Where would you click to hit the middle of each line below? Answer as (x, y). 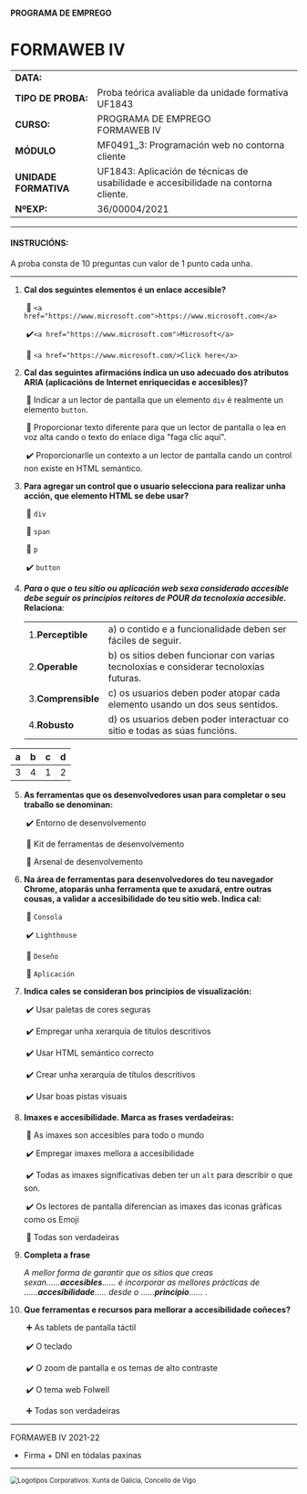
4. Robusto (51, 724)
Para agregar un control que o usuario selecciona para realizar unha (154, 486)
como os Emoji (51, 1219)
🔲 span (38, 531)
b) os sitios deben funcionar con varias (192, 655)
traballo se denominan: (68, 805)
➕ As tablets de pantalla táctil (81, 1327)
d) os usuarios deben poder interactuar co (199, 719)
